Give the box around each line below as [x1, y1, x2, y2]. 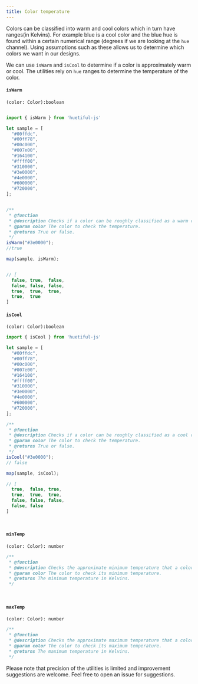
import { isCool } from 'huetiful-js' [6, 334, 101, 340]
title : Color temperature [6, 8, 70, 15]
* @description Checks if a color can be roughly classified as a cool [8, 432, 189, 438]
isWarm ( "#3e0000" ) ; [6, 240, 54, 246]
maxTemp [6, 604, 25, 610]
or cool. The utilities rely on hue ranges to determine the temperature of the [6, 67, 189, 74]
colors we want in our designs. [6, 50, 81, 57]
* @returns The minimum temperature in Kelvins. [8, 576, 131, 581]
